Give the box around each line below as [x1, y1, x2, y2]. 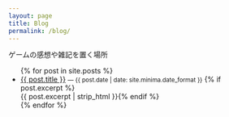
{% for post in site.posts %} [19, 66, 114, 76]
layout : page [8, 11, 53, 20]
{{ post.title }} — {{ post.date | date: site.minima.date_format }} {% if [19, 74, 222, 85]
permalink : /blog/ [8, 27, 71, 35]
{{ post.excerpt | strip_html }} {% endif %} [19, 92, 160, 102]
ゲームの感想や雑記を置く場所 [8, 50, 108, 60]
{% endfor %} [19, 100, 67, 110]
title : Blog [8, 19, 49, 27]
